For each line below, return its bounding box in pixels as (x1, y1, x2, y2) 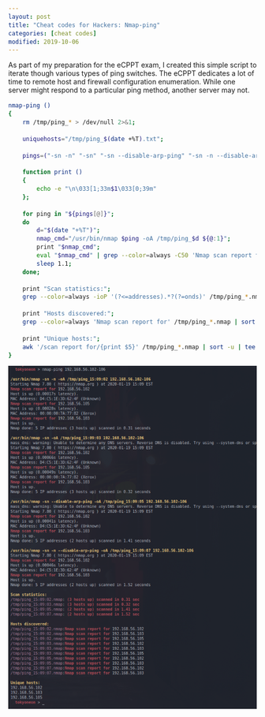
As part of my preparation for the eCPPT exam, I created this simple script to (8, 60, 257, 70)
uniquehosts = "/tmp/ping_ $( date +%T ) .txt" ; (22, 135, 164, 143)
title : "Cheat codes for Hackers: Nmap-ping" (8, 21, 160, 29)
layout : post (8, 13, 51, 21)
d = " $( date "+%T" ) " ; (36, 226, 101, 234)
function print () (22, 168, 83, 177)
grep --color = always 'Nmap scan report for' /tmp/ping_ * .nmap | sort (22, 318, 256, 326)
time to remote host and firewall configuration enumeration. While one (8, 77, 236, 87)
